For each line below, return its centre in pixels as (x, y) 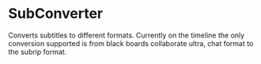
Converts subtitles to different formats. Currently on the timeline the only (127, 35)
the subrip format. (38, 52)
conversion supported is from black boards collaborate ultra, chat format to (131, 43)
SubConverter (56, 14)
